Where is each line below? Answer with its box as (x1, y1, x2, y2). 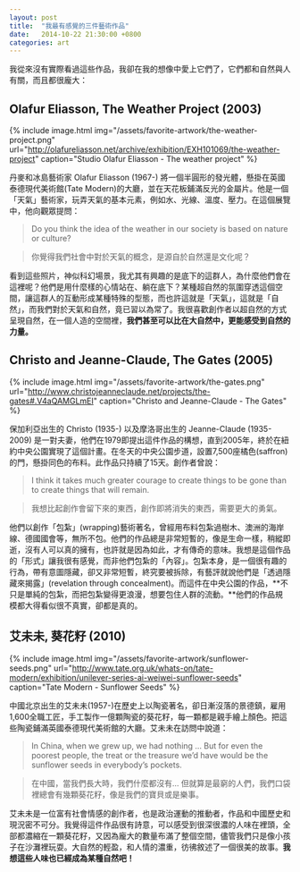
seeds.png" (9, 663, 52, 673)
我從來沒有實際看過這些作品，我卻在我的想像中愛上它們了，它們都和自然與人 (9, 63, 291, 74)
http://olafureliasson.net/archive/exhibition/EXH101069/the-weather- (27, 144, 280, 155)
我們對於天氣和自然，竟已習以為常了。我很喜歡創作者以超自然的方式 (36, 304, 287, 315)
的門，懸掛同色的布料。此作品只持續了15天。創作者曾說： (9, 457, 221, 468)
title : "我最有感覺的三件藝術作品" (9, 21, 129, 30)
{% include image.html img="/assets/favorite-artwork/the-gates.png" (9, 377, 265, 387)
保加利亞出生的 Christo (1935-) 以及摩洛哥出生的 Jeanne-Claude (9, 423, 246, 434)
